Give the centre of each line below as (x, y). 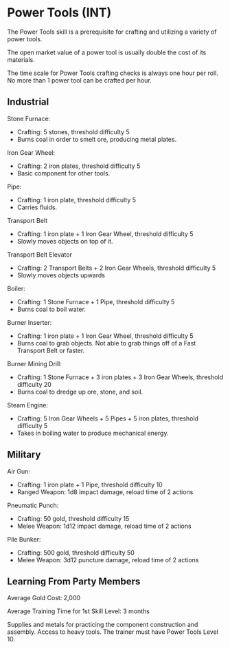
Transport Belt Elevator (39, 254)
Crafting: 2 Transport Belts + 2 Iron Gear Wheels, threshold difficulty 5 (116, 268)
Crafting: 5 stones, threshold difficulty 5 (73, 131)
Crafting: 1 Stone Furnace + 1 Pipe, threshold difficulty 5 (96, 301)
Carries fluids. (37, 207)
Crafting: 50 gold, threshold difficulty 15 (73, 518)
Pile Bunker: (24, 539)
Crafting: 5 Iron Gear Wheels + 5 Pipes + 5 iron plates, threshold (108, 418)
